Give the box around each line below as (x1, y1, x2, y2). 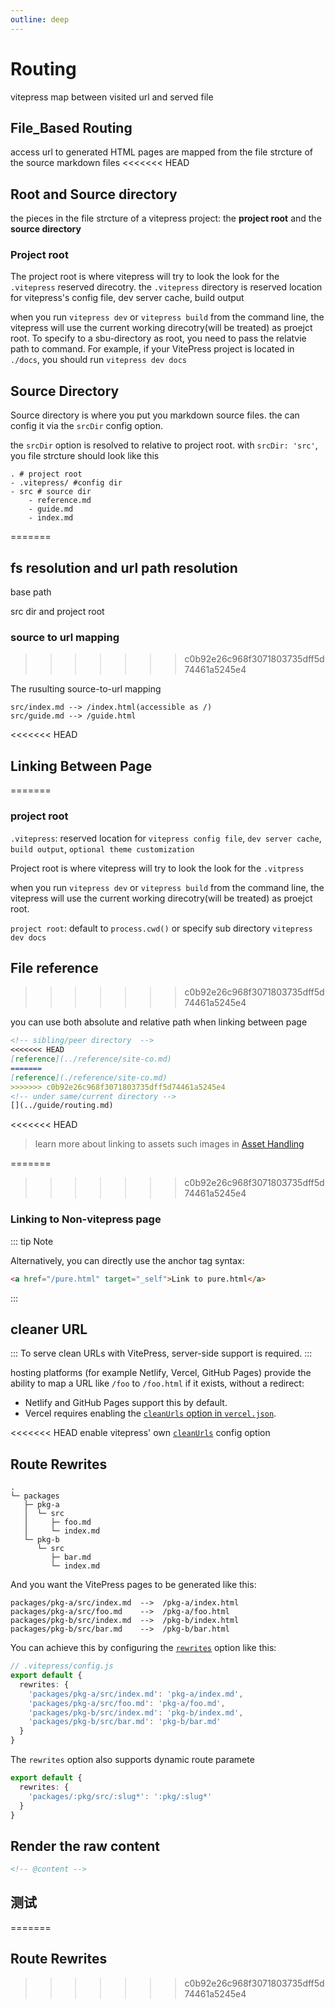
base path (10, 586, 52, 598)
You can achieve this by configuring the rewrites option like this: (10, 1642, 277, 1654)
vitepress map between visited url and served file (10, 91, 214, 103)
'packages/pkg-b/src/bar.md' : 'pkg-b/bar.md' (28, 1717, 222, 1727)
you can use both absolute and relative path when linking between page (10, 1016, 308, 1028)
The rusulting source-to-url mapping (10, 683, 162, 695)
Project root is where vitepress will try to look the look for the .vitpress (10, 862, 305, 874)
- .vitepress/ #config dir (10, 478, 123, 488)
